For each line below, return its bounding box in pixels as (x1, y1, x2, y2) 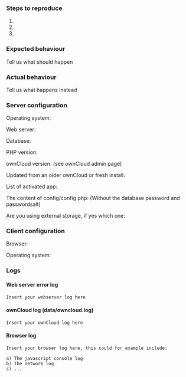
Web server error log (6, 281, 58, 288)
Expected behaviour (6, 45, 66, 53)
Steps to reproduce (6, 4, 63, 12)
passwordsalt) (6, 201, 41, 208)
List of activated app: (6, 183, 58, 190)
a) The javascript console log (6, 356, 83, 362)
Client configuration (6, 227, 65, 235)
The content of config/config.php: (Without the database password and (6, 195, 180, 202)
